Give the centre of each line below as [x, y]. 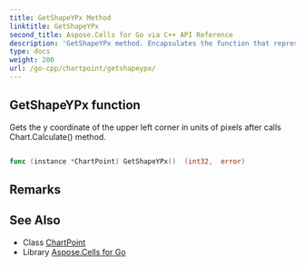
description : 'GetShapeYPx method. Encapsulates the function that [140, 43]
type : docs [30, 52]
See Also [35, 220]
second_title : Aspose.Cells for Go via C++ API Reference [121, 34]
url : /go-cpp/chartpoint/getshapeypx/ [83, 69]
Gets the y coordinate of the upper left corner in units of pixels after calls [145, 127]
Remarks [35, 189]
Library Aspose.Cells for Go [74, 251]
